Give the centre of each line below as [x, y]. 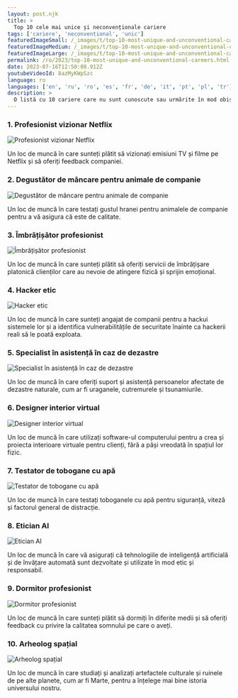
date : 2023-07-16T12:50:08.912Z [55, 67]
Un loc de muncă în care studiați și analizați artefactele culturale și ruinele [115, 672]
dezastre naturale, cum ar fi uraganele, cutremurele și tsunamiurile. [105, 389]
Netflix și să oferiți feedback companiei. [65, 161]
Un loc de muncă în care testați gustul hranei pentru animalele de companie [118, 209]
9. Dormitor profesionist [50, 589]
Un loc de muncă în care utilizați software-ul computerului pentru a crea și [116, 437]
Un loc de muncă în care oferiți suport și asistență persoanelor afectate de [116, 382]
